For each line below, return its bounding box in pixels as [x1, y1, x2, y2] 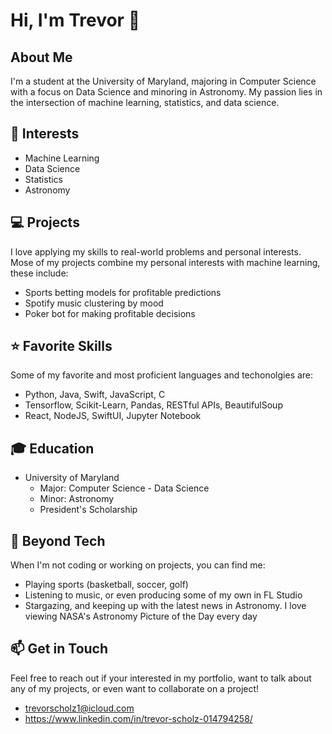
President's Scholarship [39, 504, 138, 516]
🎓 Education [10, 440, 95, 457]
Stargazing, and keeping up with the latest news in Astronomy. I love [24, 600, 307, 612]
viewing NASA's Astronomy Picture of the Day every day [24, 610, 258, 623]
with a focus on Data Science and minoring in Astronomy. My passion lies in [10, 86, 323, 98]
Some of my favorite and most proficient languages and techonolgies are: [10, 369, 314, 381]
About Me [10, 49, 73, 66]
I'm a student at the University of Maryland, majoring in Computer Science [10, 75, 317, 87]
